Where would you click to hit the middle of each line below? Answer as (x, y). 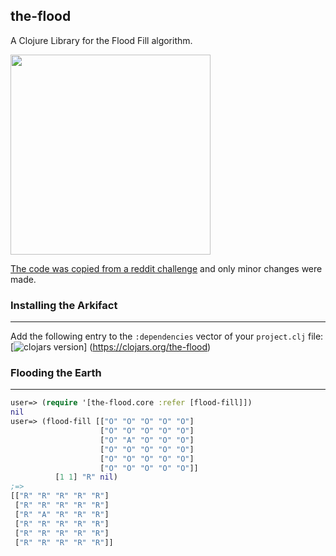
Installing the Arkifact (64, 305)
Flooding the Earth (56, 373)
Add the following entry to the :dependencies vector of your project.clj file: (167, 336)
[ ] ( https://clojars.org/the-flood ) (111, 347)
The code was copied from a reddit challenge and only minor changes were (166, 268)
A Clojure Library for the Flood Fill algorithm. (101, 40)
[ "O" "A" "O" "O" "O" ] (147, 440)
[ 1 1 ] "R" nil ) (86, 477)
